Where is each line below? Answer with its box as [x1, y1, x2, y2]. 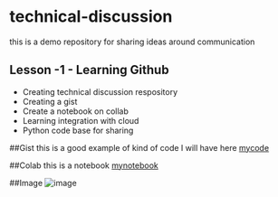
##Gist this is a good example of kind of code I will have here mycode [9, 142, 270, 153]
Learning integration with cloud [22, 115, 139, 126]
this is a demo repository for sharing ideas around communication [9, 36, 255, 47]
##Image [9, 177, 43, 188]
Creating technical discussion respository [22, 86, 178, 97]
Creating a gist [22, 96, 78, 107]
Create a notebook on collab [22, 106, 129, 117]
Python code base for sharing [22, 125, 134, 136]
